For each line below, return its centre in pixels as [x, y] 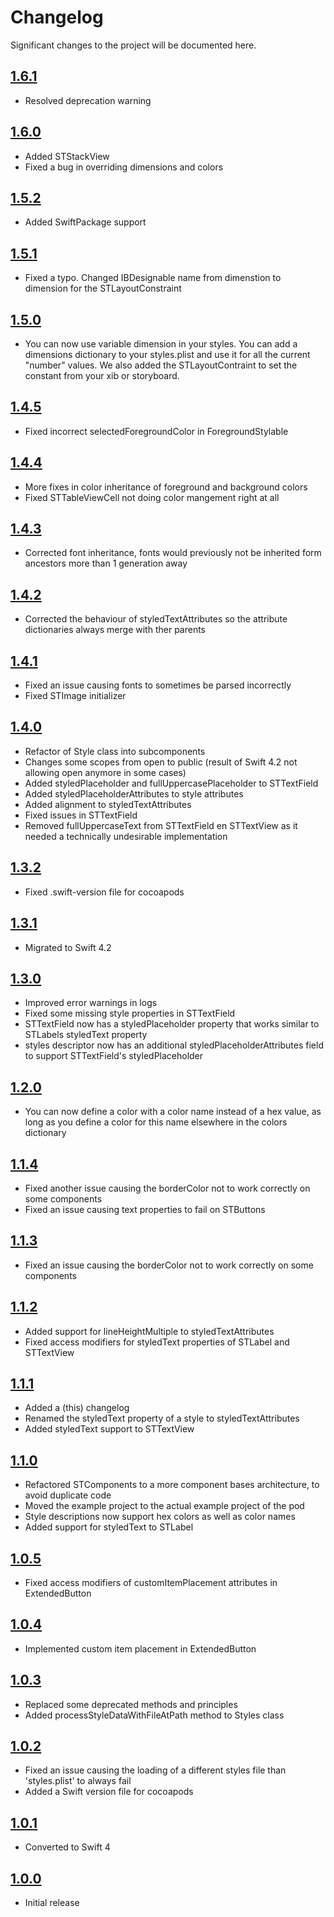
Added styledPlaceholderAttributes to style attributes [134, 793]
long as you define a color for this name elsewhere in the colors [156, 1122]
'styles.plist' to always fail [78, 1781]
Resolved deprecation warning [88, 100]
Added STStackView [67, 156]
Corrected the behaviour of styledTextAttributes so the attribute [156, 619]
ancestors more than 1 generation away [106, 563]
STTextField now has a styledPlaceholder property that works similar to [172, 1024]
